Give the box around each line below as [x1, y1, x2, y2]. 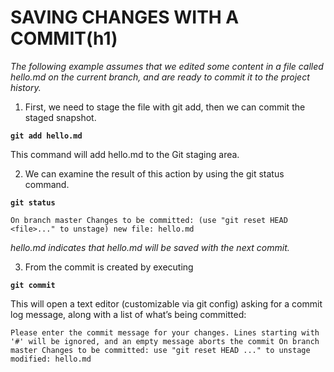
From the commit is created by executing [24, 261, 194, 273]
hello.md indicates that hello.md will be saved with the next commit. [10, 241, 290, 253]
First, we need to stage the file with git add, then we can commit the [24, 101, 306, 113]
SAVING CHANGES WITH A [10, 6, 240, 29]
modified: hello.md [10, 354, 92, 364]
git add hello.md [10, 131, 83, 141]
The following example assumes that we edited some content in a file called [10, 60, 324, 72]
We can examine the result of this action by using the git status [24, 167, 285, 180]
